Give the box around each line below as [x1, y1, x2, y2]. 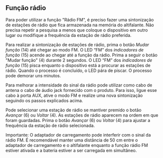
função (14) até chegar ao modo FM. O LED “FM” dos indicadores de [5, 47, 144, 53]
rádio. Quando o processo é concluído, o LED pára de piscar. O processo [5, 68, 152, 73]
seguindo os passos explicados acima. [5, 97, 83, 104]
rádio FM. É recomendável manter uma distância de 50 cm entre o [5, 137, 138, 143]
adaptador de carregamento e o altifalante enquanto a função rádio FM [5, 142, 148, 148]
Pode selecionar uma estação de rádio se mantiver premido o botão [5, 107, 142, 113]
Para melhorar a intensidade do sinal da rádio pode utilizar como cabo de [5, 82, 152, 88]
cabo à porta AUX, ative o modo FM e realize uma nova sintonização [5, 92, 143, 98]
